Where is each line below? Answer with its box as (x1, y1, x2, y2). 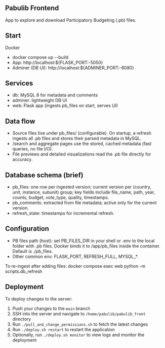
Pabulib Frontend (5, 4, 59, 12)
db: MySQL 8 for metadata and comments (12, 92, 98, 98)
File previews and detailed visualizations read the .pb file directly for (12, 151, 152, 157)
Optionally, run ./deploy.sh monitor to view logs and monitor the (12, 332, 145, 338)
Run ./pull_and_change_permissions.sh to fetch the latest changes (12, 321, 148, 327)
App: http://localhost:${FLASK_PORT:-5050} (12, 59, 103, 65)
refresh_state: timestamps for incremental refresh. (12, 210, 115, 216)
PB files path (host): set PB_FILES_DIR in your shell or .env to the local (12, 238, 155, 244)
